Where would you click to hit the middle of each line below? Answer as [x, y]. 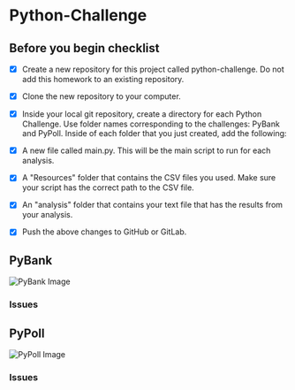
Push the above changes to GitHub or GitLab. [104, 232]
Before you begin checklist [84, 48]
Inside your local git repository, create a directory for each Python [142, 114]
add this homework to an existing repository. [103, 80]
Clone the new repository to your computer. [101, 96]
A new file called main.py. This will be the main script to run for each [146, 150]
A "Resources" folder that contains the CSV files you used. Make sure [149, 178]
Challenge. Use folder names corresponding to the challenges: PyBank [151, 124]
